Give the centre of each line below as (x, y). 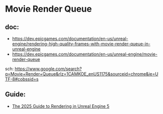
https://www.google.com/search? (48, 69)
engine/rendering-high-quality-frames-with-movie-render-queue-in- (81, 44)
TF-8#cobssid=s (22, 79)
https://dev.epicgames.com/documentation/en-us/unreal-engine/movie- (85, 54)
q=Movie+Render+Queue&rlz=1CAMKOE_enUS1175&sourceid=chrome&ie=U (82, 74)
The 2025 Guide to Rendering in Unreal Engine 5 (61, 106)
